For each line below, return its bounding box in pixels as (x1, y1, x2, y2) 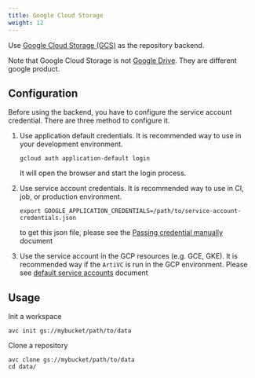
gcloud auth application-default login (19, 155, 151, 163)
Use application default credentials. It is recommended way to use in (19, 131, 242, 141)
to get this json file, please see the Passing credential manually (19, 228, 224, 237)
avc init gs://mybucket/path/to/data (8, 327, 132, 335)
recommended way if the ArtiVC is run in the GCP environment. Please (19, 260, 248, 270)
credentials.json (19, 214, 77, 222)
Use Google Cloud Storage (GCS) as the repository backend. (8, 40, 205, 50)
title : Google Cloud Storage (8, 11, 104, 20)
